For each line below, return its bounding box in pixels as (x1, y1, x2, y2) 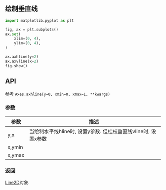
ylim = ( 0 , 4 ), (14, 41, 41, 46)
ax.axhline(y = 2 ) (5, 54, 39, 59)
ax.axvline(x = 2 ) (5, 59, 39, 64)
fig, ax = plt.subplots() (5, 27, 58, 32)
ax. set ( (5, 32, 21, 37)
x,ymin (7, 144, 23, 151)
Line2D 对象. (5, 180, 30, 186)
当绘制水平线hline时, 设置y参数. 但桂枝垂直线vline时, (29, 128, 150, 135)
